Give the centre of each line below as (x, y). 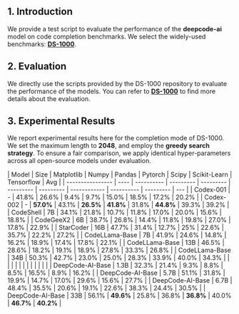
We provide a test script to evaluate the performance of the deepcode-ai (115, 28)
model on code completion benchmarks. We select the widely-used (107, 36)
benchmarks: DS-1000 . (42, 44)
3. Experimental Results (61, 121)
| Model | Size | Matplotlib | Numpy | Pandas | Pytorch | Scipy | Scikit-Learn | (120, 174)
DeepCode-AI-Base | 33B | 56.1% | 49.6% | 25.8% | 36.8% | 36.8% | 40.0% (119, 295)
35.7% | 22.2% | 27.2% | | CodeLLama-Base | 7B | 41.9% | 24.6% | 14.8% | (117, 235)
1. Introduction (40, 12)
